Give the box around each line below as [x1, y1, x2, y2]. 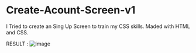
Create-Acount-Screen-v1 [6, 3, 136, 17]
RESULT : [6, 40, 29, 47]
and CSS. [6, 29, 29, 36]
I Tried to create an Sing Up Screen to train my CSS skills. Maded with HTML [6, 23, 190, 30]
